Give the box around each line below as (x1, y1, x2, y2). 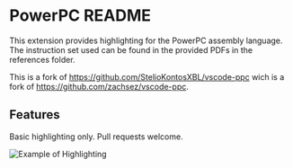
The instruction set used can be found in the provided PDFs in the (9, 44, 253, 55)
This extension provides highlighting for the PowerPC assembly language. (9, 35, 283, 46)
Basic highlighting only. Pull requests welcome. (9, 131, 183, 142)
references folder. (9, 54, 75, 65)
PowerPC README (9, 5, 151, 26)
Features (9, 107, 60, 122)
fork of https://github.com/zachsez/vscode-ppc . (9, 81, 189, 92)
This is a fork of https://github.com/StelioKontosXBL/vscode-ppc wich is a (9, 71, 285, 82)
